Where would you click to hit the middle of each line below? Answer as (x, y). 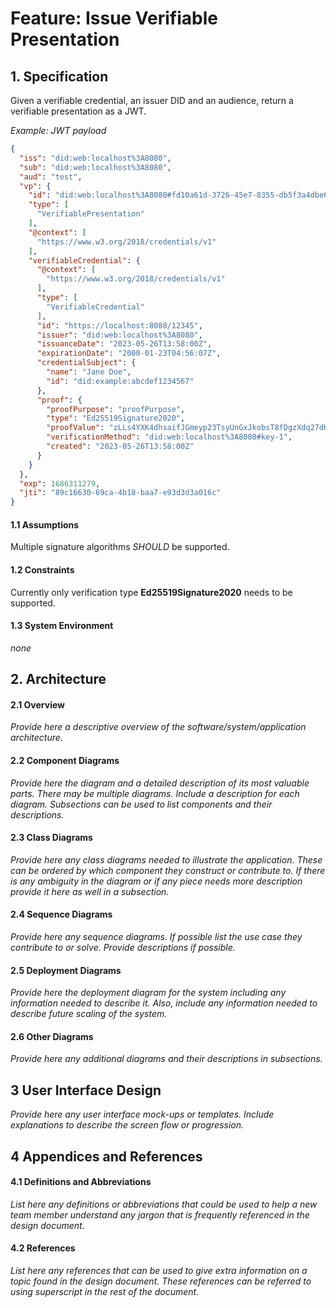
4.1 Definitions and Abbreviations (81, 1182)
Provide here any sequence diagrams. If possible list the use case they (156, 936)
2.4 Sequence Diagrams (61, 914)
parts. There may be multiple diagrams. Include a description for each (155, 793)
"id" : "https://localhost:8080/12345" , (119, 325)
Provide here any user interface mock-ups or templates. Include (142, 1114)
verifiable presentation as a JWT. (78, 111)
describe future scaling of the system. (89, 1014)
